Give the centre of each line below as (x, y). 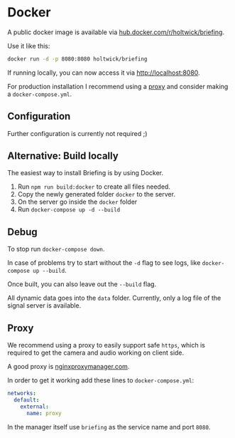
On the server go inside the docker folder (77, 202)
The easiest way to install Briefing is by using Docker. (86, 173)
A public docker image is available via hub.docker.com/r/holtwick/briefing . (116, 32)
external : (35, 407)
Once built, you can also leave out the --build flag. (82, 284)
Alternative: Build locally (63, 156)
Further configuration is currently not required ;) (77, 133)
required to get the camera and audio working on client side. (96, 353)
